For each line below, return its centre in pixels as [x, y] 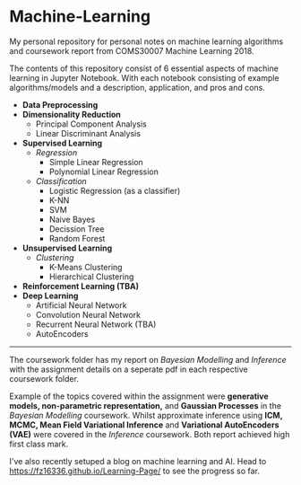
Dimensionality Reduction [71, 114]
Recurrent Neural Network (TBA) [96, 324]
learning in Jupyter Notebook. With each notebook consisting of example [144, 77]
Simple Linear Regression [96, 162]
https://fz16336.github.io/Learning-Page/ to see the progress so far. [134, 471]
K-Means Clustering [86, 267]
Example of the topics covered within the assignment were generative [139, 396]
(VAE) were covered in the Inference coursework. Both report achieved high [150, 434]
